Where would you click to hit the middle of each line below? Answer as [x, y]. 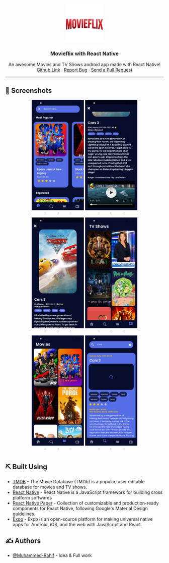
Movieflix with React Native [84, 53]
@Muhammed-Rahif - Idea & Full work [52, 555]
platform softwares [32, 497]
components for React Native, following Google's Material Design [80, 508]
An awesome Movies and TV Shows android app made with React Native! [84, 65]
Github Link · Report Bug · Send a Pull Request [84, 70]
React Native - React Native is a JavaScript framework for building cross [88, 492]
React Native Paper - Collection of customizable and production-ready [86, 503]
